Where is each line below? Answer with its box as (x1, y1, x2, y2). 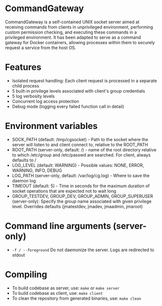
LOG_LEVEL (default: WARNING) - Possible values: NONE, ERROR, (12, 162, 144, 168)
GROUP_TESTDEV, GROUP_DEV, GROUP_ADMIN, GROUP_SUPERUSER (12, 193, 153, 199)
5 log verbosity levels (12, 93, 55, 99)
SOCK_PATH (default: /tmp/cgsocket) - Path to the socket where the (12, 136, 148, 142)
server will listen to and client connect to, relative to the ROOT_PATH (12, 142, 148, 147)
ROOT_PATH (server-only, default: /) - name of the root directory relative (12, 146, 157, 153)
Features (5, 62, 42, 73)
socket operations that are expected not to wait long (12, 188, 117, 194)
